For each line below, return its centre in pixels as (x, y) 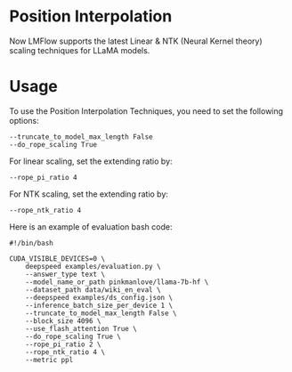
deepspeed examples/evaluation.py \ (93, 266)
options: (24, 120)
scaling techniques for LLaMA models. (80, 50)
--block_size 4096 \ (63, 321)
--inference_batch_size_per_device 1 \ (99, 305)
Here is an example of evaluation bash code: (91, 226)
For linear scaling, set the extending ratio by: (91, 161)
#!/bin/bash (31, 243)
